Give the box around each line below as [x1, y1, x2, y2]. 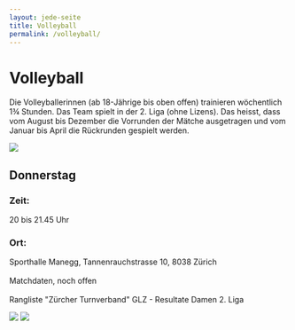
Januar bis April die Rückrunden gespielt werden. [9, 125, 190, 136]
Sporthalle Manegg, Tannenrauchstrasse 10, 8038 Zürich [9, 256, 217, 267]
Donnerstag [9, 168, 77, 183]
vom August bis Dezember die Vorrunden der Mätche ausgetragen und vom [9, 116, 286, 127]
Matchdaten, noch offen [9, 276, 97, 287]
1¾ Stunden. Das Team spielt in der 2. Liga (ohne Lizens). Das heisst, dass [9, 106, 281, 117]
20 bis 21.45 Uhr [9, 215, 70, 224]
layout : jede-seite [9, 12, 82, 22]
